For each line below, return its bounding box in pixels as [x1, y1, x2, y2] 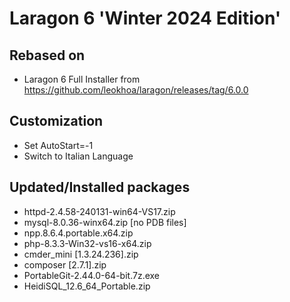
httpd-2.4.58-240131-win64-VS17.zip [23, 205, 176, 217]
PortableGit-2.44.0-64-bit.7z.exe [23, 269, 160, 281]
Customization [9, 113, 104, 130]
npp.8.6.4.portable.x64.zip [23, 227, 134, 239]
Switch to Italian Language [23, 150, 134, 162]
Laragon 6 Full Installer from [23, 73, 141, 85]
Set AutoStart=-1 [23, 139, 94, 151]
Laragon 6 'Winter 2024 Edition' [9, 7, 282, 30]
